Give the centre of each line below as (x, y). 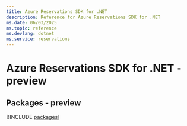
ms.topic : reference (32, 28)
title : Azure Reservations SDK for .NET (57, 12)
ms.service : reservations (38, 39)
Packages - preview (44, 103)
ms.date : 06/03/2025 (32, 22)
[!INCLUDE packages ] (33, 117)
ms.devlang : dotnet (30, 34)
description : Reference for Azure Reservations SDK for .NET (83, 17)
